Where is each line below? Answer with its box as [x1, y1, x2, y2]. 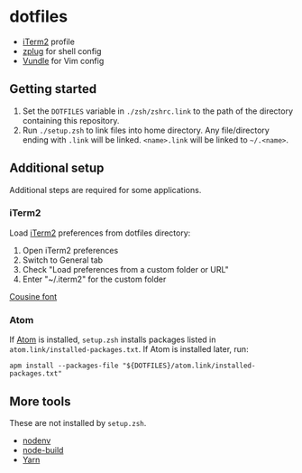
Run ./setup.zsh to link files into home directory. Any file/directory [22, 125, 270, 135]
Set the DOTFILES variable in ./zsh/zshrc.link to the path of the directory [22, 106, 294, 116]
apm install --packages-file [9, 361, 119, 371]
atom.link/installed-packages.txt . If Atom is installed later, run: [9, 344, 250, 355]
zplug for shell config [22, 45, 102, 56]
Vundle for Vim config [22, 55, 105, 66]
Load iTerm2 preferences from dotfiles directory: [9, 227, 191, 238]
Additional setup [9, 161, 105, 176]
